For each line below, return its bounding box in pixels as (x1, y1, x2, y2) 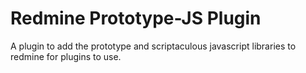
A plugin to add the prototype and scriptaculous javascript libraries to (10, 40, 297, 52)
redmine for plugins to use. (10, 50, 122, 62)
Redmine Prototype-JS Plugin (10, 7, 262, 30)
